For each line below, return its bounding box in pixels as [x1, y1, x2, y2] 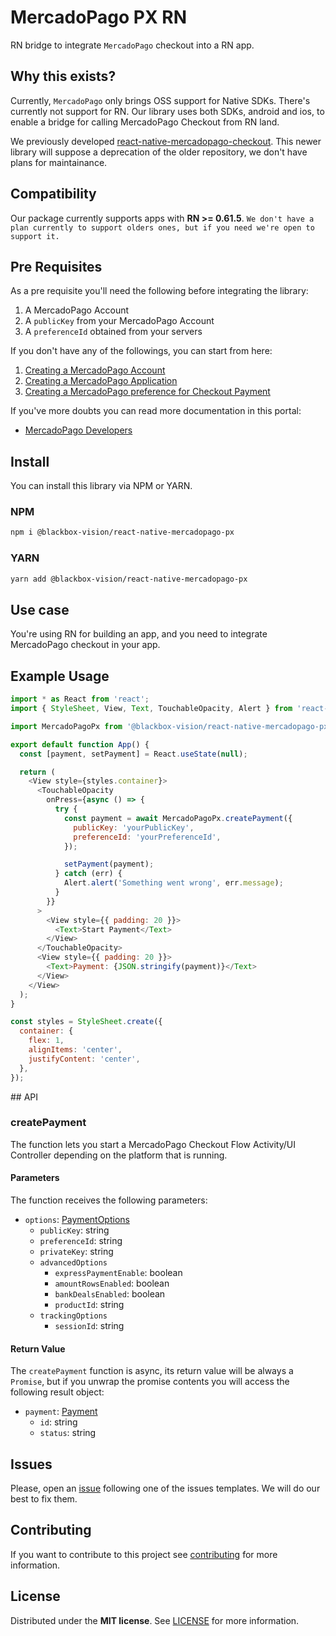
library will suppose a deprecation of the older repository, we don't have [10, 146, 308, 158]
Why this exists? [10, 68, 117, 85]
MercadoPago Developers [24, 424, 133, 436]
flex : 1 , [28, 1036, 65, 1046]
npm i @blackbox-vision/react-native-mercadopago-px [10, 527, 235, 538]
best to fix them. [10, 1493, 78, 1505]
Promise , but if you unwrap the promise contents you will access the [10, 1376, 290, 1388]
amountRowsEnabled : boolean [54, 1277, 170, 1290]
